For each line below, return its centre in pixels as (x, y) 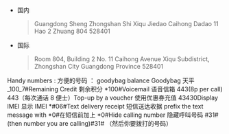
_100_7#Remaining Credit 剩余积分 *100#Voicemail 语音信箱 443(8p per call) (115, 89)
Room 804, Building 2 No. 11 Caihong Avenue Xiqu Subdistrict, (122, 59)
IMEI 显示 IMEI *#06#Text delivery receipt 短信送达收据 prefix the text (105, 106)
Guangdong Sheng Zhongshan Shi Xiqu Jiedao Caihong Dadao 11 (126, 24)
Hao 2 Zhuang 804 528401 (72, 31)
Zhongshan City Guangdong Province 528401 (98, 66)
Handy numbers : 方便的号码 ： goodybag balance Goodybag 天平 (101, 80)
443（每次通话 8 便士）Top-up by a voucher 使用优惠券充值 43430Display (112, 98)
